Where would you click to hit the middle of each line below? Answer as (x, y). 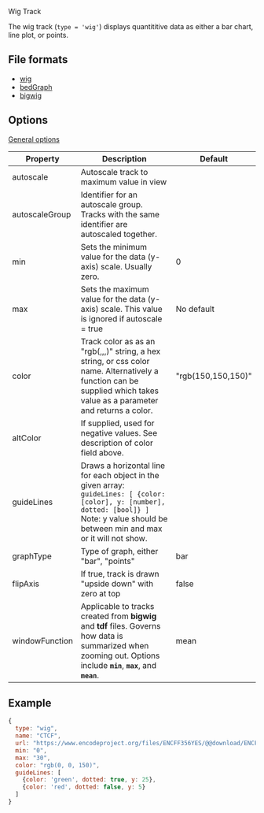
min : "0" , (31, 750)
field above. (102, 452)
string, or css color (115, 361)
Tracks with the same (120, 214)
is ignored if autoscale (121, 318)
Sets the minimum (114, 247)
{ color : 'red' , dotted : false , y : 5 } (84, 787)
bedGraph (36, 87)
